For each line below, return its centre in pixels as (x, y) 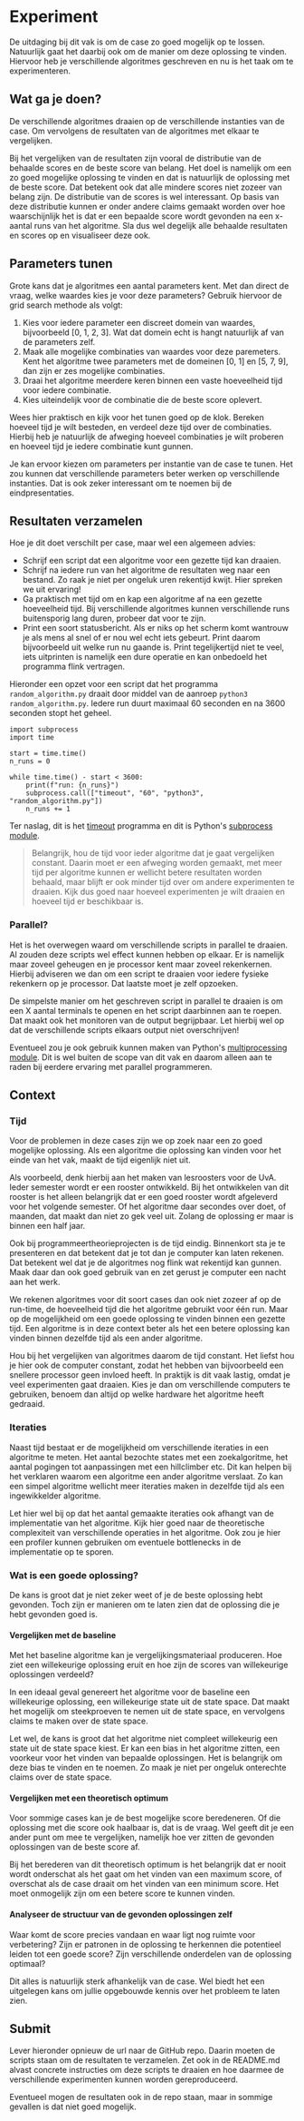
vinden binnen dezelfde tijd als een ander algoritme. (106, 1338)
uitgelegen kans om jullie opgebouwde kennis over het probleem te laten (145, 1990)
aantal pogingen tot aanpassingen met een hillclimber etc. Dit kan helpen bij (151, 1467)
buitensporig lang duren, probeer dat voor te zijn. (114, 618)
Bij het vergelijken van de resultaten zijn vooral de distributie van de (136, 158)
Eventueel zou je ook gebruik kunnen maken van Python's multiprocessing (148, 1047)
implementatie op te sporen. (62, 1551)
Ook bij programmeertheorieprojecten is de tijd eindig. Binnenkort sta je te (147, 1243)
